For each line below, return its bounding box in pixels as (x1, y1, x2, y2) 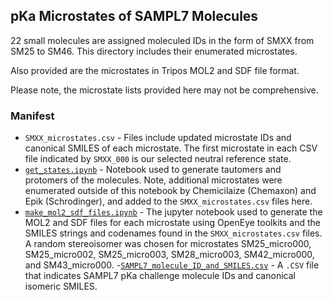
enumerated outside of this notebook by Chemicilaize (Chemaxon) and (24, 185, 317, 197)
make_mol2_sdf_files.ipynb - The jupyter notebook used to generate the (24, 206, 323, 218)
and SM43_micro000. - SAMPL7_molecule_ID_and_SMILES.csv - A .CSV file (24, 259, 320, 271)
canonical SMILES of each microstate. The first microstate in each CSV (24, 142, 318, 154)
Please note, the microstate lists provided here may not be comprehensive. (10, 84, 319, 96)
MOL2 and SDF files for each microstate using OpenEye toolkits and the (24, 217, 322, 229)
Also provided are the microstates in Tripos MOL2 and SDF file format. (10, 64, 300, 76)
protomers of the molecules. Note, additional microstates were (24, 174, 283, 186)
